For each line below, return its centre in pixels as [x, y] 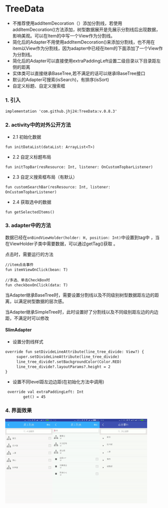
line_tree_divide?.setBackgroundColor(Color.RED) [69, 362]
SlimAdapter [18, 330]
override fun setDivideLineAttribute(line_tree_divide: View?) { [74, 352]
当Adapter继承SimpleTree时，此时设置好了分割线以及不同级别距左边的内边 [82, 312]
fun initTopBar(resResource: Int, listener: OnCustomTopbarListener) [79, 167]
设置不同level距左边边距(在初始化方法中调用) [58, 382]
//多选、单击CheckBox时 [27, 280]
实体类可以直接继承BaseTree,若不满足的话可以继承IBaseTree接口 [79, 73]
